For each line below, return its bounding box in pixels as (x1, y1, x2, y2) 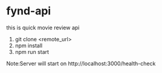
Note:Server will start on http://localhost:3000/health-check (6, 60, 156, 67)
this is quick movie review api (6, 24, 80, 31)
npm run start (15, 48, 50, 55)
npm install (15, 42, 43, 49)
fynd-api (6, 4, 51, 18)
